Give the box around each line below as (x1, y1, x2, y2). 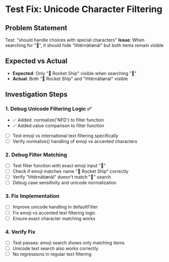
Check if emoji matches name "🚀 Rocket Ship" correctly (12, 168, 129, 174)
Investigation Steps (5, 90, 68, 99)
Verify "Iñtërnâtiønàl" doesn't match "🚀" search (12, 174, 111, 180)
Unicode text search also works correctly (12, 245, 98, 251)
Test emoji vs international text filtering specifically (12, 133, 119, 139)
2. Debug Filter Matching (5, 151, 67, 158)
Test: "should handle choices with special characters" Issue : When (5, 37, 145, 43)
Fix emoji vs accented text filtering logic (12, 210, 96, 216)
